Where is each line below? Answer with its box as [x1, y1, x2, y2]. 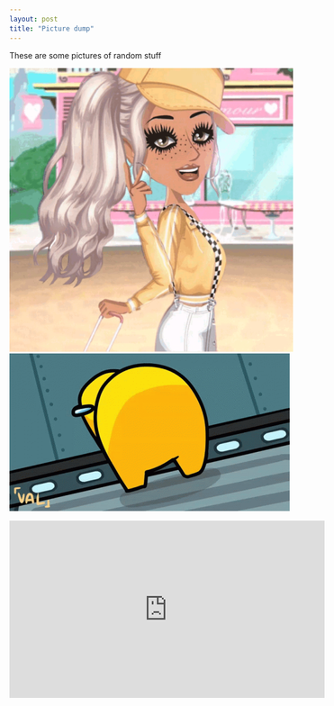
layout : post [9, 14, 59, 23]
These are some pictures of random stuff [9, 50, 162, 60]
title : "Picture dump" [9, 23, 95, 33]
